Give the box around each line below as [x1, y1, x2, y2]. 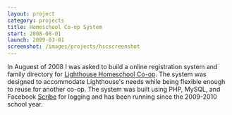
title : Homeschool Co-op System [7, 23, 102, 30]
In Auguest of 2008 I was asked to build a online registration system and [7, 63, 218, 71]
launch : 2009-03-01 [7, 37, 65, 44]
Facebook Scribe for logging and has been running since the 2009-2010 [7, 92, 217, 101]
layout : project [7, 10, 55, 18]
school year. [7, 100, 43, 108]
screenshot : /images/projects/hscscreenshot [7, 43, 140, 50]
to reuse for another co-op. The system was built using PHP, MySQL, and [7, 85, 221, 93]
